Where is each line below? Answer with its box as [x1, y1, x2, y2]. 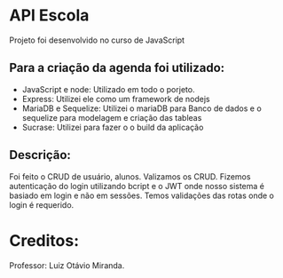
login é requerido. [9, 199, 75, 210]
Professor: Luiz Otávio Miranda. [9, 259, 125, 271]
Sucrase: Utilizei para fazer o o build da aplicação [21, 122, 204, 132]
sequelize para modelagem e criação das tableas [21, 112, 202, 123]
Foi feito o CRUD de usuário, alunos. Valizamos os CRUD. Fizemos [9, 171, 251, 182]
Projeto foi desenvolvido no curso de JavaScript [9, 35, 185, 45]
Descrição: [9, 147, 71, 163]
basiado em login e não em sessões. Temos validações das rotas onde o [9, 190, 275, 201]
